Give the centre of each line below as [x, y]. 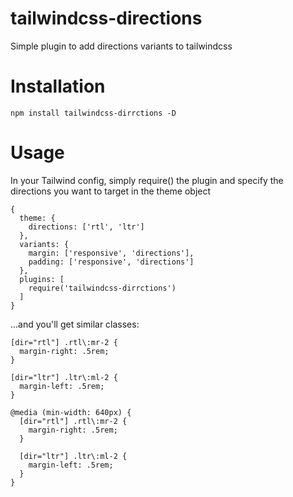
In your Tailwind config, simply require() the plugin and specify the [147, 180]
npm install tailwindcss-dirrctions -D [93, 113]
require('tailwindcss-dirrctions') [102, 288]
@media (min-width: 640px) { [71, 412]
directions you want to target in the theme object [111, 191]
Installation [58, 86]
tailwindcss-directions [106, 18]
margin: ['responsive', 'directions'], [111, 253]
